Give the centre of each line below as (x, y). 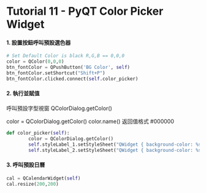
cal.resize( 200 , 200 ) (33, 184)
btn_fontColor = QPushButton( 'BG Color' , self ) (68, 68)
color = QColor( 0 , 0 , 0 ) (35, 62)
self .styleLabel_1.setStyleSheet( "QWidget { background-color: (111, 144)
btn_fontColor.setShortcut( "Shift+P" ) (56, 73)
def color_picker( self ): (38, 133)
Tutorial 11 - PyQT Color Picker (85, 11)
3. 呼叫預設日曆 (26, 165)
